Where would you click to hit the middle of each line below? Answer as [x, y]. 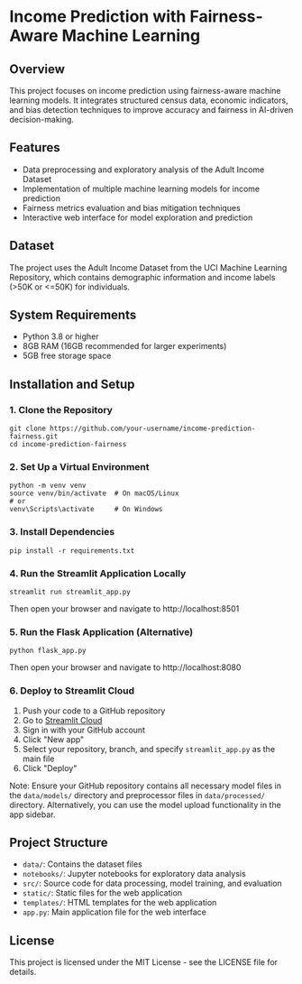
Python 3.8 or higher [60, 336]
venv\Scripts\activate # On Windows [87, 510]
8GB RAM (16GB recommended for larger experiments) [124, 346]
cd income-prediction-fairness [68, 445]
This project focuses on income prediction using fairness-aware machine [145, 91]
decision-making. [42, 120]
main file [38, 759]
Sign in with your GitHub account [84, 730]
